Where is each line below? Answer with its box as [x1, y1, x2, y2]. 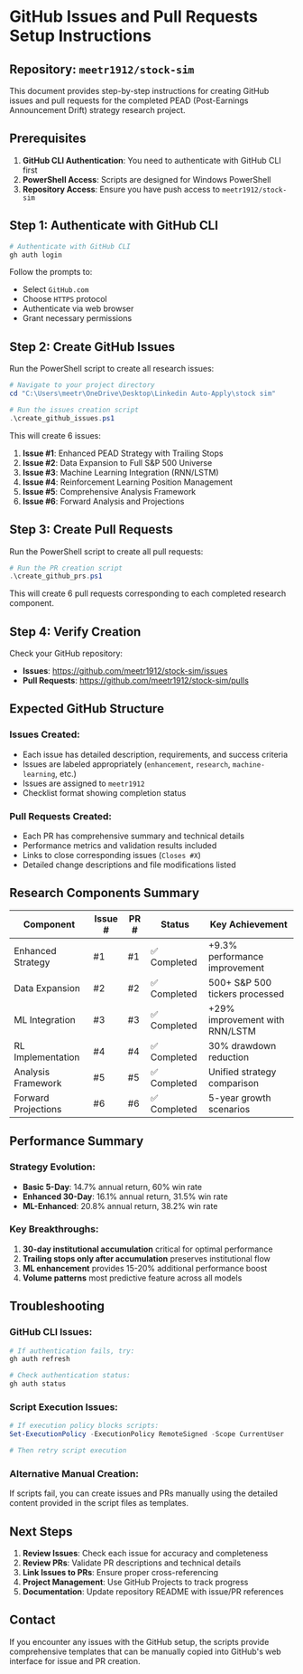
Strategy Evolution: [9, 1160, 96, 1173]
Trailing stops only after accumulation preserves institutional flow [22, 1253, 271, 1263]
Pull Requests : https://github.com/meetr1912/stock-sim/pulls [22, 676, 250, 686]
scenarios [207, 1102, 251, 1115]
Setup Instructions [9, 25, 151, 46]
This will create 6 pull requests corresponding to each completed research [9, 588, 287, 599]
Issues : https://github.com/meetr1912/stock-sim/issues [22, 666, 228, 676]
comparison [207, 1076, 260, 1089]
